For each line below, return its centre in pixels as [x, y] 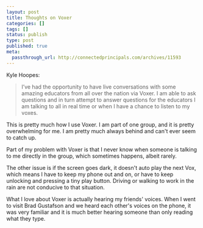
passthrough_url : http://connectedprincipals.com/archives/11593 [97, 57]
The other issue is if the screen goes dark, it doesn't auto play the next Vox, [101, 167]
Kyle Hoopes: [23, 75]
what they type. [26, 218]
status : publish [27, 35]
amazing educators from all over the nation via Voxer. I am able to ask [109, 93]
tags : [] [17, 29]
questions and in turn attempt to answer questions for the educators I [109, 100]
